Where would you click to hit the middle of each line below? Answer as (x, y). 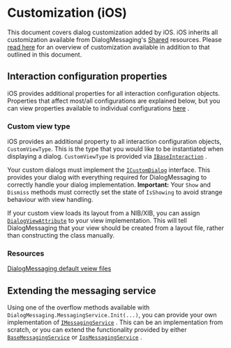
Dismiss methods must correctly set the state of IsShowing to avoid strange (115, 192)
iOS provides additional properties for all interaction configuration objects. (114, 93)
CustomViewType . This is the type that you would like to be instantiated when (115, 149)
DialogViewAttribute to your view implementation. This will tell (97, 221)
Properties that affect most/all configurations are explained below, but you (114, 101)
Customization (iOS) (67, 13)
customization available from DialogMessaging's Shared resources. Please (114, 39)
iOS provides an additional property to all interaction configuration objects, (114, 142)
